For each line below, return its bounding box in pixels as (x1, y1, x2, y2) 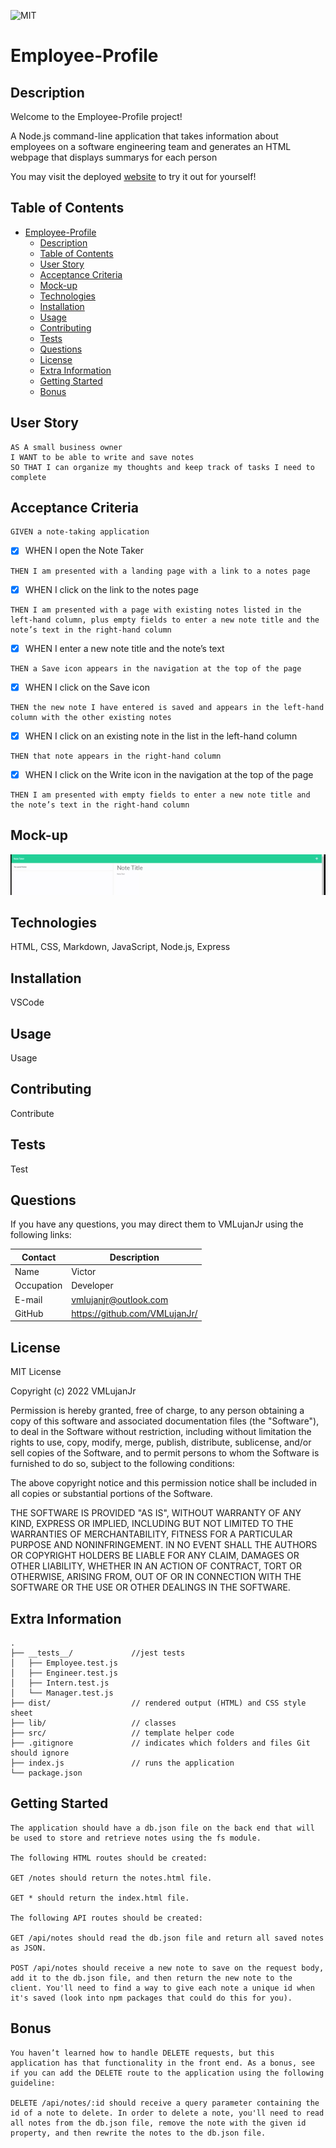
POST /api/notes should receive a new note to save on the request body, (10, 1963, 325, 1973)
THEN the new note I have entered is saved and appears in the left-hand (10, 702, 325, 712)
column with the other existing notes (10, 712, 172, 722)
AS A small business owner (10, 442, 123, 452)
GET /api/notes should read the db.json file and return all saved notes (10, 1933, 325, 1943)
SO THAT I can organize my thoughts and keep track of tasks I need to (10, 462, 315, 472)
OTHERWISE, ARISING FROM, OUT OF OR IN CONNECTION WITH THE (10, 1571, 302, 1583)
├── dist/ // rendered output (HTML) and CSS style (10, 1698, 307, 1709)
